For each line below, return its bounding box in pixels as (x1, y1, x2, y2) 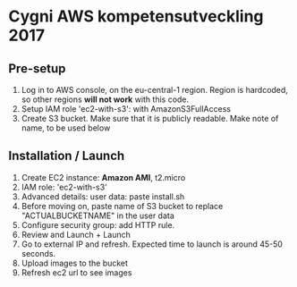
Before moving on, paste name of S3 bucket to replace (21, 200, 224, 211)
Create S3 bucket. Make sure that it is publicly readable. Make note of (21, 114, 279, 123)
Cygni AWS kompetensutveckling (8, 6, 265, 27)
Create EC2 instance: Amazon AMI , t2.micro (21, 172, 186, 182)
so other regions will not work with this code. (21, 94, 190, 105)
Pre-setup (8, 61, 66, 76)
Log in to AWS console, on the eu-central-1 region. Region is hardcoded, (21, 85, 288, 95)
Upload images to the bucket (21, 257, 129, 268)
